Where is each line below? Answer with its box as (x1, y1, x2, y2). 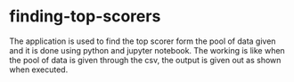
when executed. (9, 64, 69, 75)
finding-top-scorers (9, 6, 161, 27)
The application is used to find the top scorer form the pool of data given (9, 36, 276, 46)
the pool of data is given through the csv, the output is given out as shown (9, 54, 282, 65)
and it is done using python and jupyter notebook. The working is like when (9, 45, 285, 55)
